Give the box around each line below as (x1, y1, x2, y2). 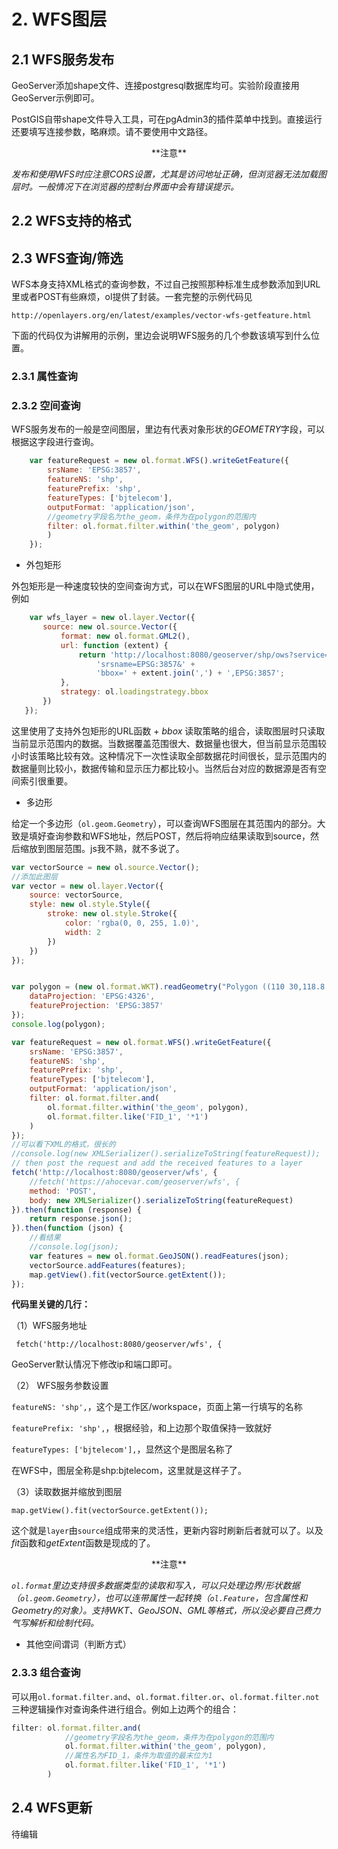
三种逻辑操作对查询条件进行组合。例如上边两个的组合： (11, 1703, 239, 1715)
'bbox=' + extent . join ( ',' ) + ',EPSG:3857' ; (96, 668, 285, 679)
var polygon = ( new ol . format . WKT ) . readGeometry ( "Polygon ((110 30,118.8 (11, 982, 326, 992)
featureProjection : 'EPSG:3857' (29, 1001, 164, 1011)
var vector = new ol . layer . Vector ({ (11, 881, 164, 891)
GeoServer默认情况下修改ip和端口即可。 (11, 1358, 178, 1370)
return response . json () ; (29, 1214, 133, 1224)
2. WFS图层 (11, 8, 108, 31)
